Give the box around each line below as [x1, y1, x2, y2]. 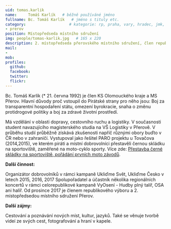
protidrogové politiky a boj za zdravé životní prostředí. [5, 109, 119, 115]
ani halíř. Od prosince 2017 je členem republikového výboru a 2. [5, 187, 138, 193]
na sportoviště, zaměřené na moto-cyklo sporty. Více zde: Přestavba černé [5, 146, 163, 152]
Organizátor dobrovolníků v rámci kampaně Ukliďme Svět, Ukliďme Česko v [5, 171, 164, 177]
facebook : [10, 69, 31, 74]
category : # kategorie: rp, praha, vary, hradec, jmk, [5, 21, 165, 27]
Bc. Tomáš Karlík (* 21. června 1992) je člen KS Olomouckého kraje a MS [5, 92, 158, 98]
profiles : [5, 60, 26, 65]
